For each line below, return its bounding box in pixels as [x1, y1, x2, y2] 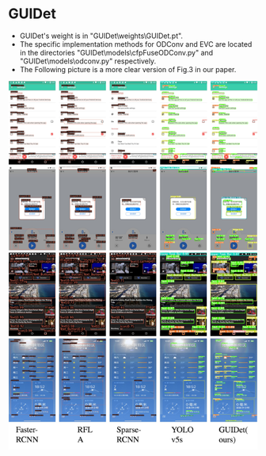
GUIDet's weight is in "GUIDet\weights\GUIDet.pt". [19, 31, 184, 40]
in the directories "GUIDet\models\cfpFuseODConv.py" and [19, 48, 214, 57]
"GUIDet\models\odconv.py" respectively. [19, 56, 157, 66]
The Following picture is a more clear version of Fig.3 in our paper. [19, 64, 237, 74]
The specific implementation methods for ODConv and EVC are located [19, 39, 253, 48]
